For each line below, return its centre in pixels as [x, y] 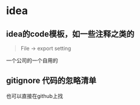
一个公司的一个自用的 [32, 60]
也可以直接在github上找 [35, 96]
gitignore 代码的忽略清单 [51, 81]
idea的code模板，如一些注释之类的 [70, 34]
